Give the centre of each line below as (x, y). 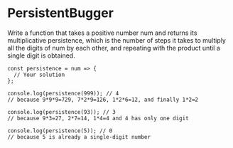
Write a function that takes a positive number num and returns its (102, 33)
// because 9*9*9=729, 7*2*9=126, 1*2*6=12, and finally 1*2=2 (103, 100)
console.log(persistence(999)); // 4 (63, 93)
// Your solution (39, 75)
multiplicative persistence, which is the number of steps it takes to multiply (116, 40)
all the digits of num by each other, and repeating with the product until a (114, 48)
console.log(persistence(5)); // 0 (60, 131)
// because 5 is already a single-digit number (79, 137)
